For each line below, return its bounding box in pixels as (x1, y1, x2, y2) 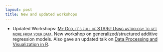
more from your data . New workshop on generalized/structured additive (12, 31, 158, 37)
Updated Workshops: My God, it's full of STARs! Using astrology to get (12, 25, 157, 31)
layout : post (5, 7, 33, 12)
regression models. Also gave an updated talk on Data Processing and (12, 36, 158, 42)
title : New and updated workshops (5, 12, 78, 17)
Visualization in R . (12, 41, 49, 47)
